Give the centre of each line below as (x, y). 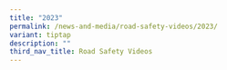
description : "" (40, 43)
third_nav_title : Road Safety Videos (81, 52)
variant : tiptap (40, 35)
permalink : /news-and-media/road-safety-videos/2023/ (114, 26)
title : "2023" (36, 18)
